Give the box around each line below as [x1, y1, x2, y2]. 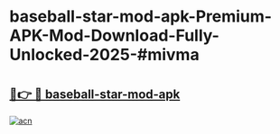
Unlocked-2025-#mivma [9, 45, 201, 65]
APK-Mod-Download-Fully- [9, 25, 219, 46]
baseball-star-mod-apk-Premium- [9, 6, 273, 27]
